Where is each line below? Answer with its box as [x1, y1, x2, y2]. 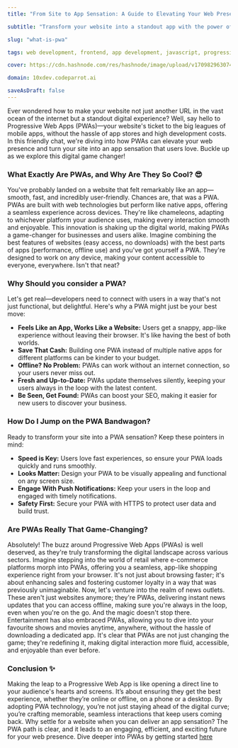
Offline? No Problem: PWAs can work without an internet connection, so [17, 361, 230, 369]
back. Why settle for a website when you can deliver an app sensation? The [7, 718, 228, 726]
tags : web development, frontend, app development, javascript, [7, 49, 201, 56]
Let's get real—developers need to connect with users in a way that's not [7, 295, 221, 303]
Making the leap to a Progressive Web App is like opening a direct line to [7, 680, 219, 688]
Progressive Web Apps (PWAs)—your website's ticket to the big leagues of [7, 121, 226, 130]
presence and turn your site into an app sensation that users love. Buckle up [7, 144, 230, 152]
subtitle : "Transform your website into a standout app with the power [7, 23, 223, 30]
